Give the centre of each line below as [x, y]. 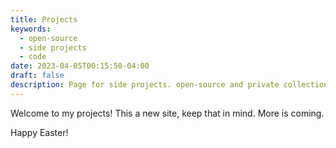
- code [33, 57]
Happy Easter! [39, 132]
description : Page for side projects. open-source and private [145, 85]
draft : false [37, 76]
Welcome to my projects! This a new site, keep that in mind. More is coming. [167, 113]
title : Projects [44, 19]
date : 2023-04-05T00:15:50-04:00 [80, 66]
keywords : [31, 29]
